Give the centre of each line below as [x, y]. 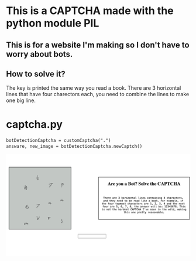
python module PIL [53, 23]
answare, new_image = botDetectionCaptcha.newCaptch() [74, 147]
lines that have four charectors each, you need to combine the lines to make [98, 94]
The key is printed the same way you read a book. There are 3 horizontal [94, 88]
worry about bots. [39, 54]
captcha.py [35, 124]
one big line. [21, 100]
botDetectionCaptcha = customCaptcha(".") [59, 141]
